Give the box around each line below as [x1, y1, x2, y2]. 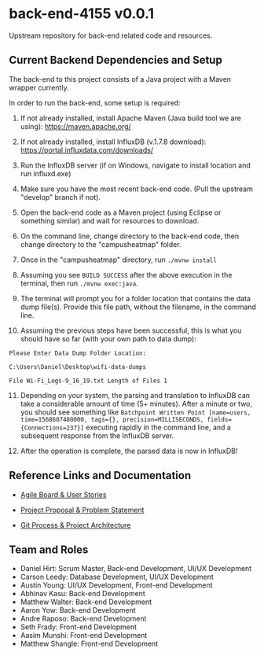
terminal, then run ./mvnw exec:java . [20, 278, 138, 288]
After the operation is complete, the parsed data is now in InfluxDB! [20, 446, 238, 455]
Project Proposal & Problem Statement [20, 505, 145, 514]
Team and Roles [9, 543, 89, 556]
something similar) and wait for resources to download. [20, 216, 200, 225]
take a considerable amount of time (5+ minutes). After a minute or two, [20, 399, 253, 408]
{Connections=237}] [20, 424, 85, 432]
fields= [207, 415, 233, 423]
